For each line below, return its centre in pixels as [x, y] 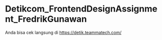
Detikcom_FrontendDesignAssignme [81, 9]
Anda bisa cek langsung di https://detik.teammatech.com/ [63, 32]
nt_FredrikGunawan [46, 19]
